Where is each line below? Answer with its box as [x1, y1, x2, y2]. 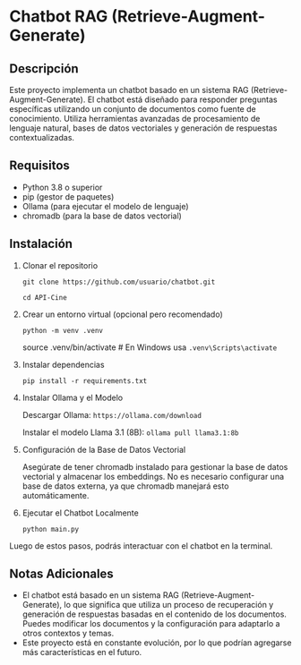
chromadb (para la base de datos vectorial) [21, 210, 182, 221]
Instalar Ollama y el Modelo [21, 392, 124, 403]
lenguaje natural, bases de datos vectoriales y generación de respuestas [9, 123, 278, 133]
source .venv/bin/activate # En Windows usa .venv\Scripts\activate [21, 342, 278, 353]
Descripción [9, 61, 79, 76]
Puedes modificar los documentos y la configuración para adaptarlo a [21, 618, 280, 629]
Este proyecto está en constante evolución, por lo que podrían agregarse [21, 637, 292, 648]
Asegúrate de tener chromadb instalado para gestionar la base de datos [21, 461, 288, 472]
